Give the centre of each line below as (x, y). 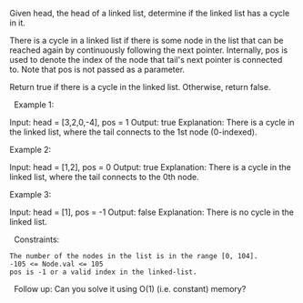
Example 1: (34, 105)
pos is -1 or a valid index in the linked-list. (103, 272)
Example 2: (30, 150)
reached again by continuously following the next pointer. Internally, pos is (149, 50)
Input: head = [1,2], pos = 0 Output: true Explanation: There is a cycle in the (150, 167)
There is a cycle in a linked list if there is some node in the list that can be (146, 40)
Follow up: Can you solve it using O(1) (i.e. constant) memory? (130, 289)
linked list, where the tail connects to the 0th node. (104, 177)
